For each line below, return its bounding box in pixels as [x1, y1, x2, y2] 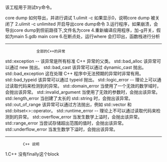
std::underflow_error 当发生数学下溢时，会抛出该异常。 [5, 126, 118, 132]
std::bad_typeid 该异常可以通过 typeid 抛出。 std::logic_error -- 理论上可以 [5, 77, 158, 83]
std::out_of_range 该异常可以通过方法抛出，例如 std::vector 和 [5, 102, 132, 108]
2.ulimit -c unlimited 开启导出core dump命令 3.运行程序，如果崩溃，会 [14, 21, 158, 27]
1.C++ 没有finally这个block [5, 151, 60, 157]
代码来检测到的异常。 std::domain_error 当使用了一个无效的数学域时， [18, 83, 162, 89]
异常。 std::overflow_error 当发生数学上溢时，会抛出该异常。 [18, 114, 143, 120]
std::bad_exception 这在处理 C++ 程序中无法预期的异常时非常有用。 [5, 71, 144, 76]
